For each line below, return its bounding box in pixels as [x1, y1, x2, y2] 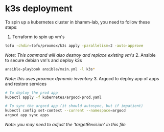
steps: [5, 24, 18, 30]
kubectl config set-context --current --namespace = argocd [5, 108, 126, 113]
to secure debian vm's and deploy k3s [5, 57, 82, 63]
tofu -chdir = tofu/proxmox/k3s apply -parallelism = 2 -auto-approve [5, 43, 143, 48]
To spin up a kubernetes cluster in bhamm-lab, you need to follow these [5, 19, 150, 25]
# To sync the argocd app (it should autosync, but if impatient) [5, 104, 143, 109]
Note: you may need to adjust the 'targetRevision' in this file [5, 122, 126, 128]
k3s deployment [5, 3, 72, 14]
